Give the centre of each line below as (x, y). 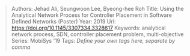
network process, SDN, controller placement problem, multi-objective (97, 34)
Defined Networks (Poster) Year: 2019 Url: (63, 21)
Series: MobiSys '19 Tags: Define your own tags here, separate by (93, 41)
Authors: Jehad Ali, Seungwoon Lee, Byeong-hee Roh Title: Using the (97, 9)
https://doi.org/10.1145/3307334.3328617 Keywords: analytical (88, 28)
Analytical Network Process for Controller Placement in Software (91, 15)
